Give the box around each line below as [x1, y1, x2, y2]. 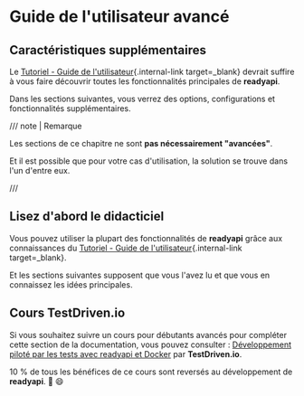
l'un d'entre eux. [9, 165, 71, 175]
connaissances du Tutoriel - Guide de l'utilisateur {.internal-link [9, 242, 242, 253]
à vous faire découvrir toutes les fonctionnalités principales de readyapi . [9, 76, 280, 87]
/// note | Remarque [9, 120, 83, 131]
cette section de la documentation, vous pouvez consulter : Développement [9, 339, 292, 350]
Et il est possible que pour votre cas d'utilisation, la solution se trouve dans [9, 156, 288, 166]
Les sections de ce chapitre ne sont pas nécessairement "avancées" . [9, 138, 273, 148]
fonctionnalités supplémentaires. [9, 103, 131, 114]
